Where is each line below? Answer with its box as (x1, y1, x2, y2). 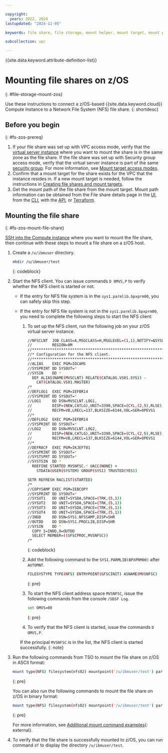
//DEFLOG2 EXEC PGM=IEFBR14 (27, 417, 88, 422)
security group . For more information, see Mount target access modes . (12, 165, 159, 171)
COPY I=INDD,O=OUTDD (31, 529, 75, 534)
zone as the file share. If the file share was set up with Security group (12, 154, 156, 160)
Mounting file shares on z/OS (5, 75, 129, 86)
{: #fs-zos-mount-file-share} (5, 225, 64, 231)
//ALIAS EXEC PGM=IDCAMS (27, 361, 86, 366)
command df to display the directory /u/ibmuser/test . (12, 742, 124, 748)
